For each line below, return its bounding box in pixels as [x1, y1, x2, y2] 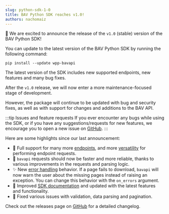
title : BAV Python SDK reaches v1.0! [5, 12, 85, 17]
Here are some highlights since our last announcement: [5, 135, 120, 141]
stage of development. [5, 90, 52, 96]
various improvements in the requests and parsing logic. [12, 161, 130, 167]
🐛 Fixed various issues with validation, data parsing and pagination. [12, 193, 153, 199]
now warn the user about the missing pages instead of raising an [12, 172, 148, 178]
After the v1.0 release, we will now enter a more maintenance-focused [5, 85, 152, 91]
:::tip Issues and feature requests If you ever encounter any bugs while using [5, 115, 164, 121]
